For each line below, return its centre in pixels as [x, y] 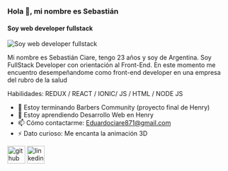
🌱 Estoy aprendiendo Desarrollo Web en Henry [86, 115]
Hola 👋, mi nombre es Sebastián [63, 11]
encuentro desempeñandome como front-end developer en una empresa [114, 73]
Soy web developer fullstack [50, 28]
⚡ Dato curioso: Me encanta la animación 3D [82, 134]
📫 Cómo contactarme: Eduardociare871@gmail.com [94, 123]
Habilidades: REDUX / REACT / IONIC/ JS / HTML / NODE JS [95, 94]
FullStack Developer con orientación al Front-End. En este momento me [112, 65]
